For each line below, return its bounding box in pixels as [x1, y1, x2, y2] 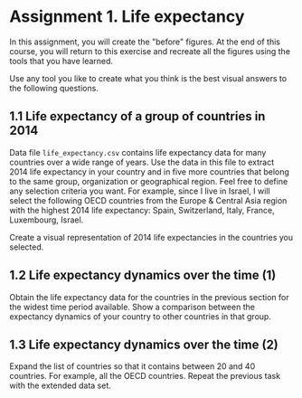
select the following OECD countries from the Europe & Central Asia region [9, 194, 288, 205]
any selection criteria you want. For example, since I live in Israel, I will [9, 185, 270, 196]
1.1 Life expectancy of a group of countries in [9, 109, 266, 124]
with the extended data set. [9, 380, 111, 391]
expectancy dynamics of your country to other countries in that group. [9, 310, 271, 322]
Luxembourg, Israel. [9, 214, 84, 225]
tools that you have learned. [9, 55, 114, 66]
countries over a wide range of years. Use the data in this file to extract [9, 156, 275, 167]
